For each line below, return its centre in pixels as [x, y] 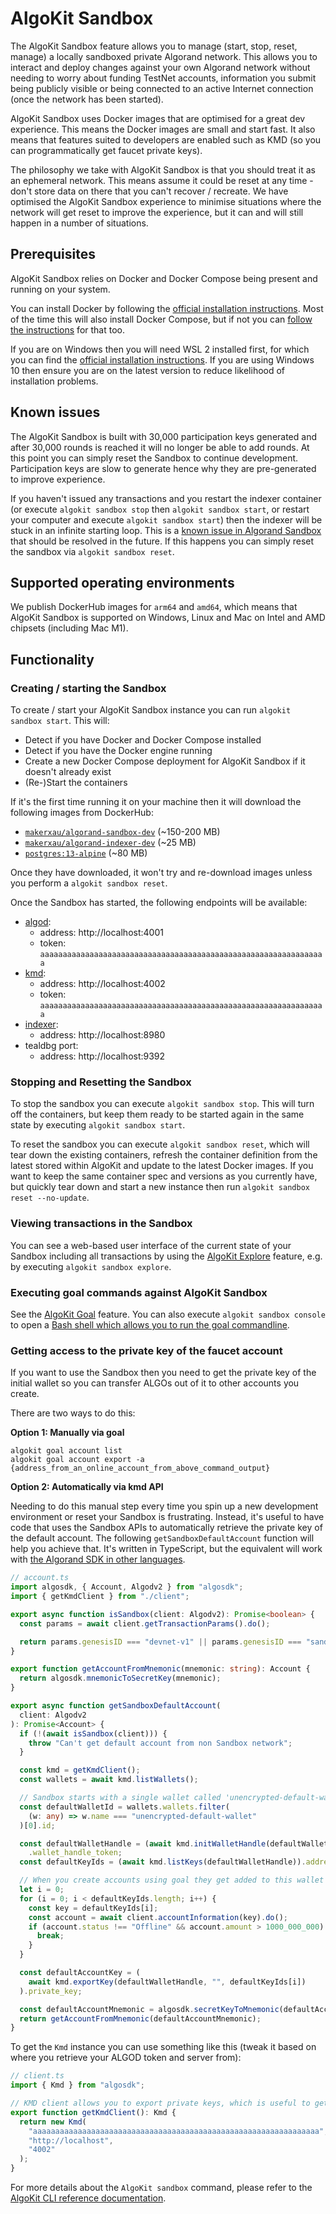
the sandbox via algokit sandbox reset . [92, 551]
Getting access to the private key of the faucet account [146, 1350]
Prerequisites [53, 254]
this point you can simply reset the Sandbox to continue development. [154, 458]
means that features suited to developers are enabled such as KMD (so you [166, 139]
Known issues [55, 412]
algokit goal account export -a [77, 1460]
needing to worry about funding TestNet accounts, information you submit [163, 78]
